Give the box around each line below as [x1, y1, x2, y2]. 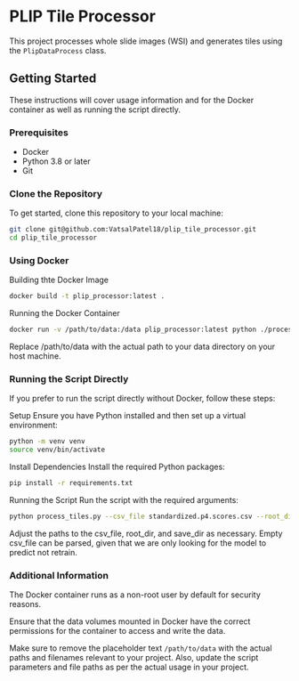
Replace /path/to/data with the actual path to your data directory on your [9, 341, 276, 353]
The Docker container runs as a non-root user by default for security [9, 589, 261, 600]
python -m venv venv [9, 437, 86, 446]
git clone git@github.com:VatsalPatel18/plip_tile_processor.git [9, 225, 256, 234]
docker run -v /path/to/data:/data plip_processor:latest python [9, 325, 256, 335]
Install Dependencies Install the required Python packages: [9, 461, 225, 473]
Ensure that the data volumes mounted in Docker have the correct [9, 616, 251, 627]
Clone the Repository [9, 187, 103, 199]
